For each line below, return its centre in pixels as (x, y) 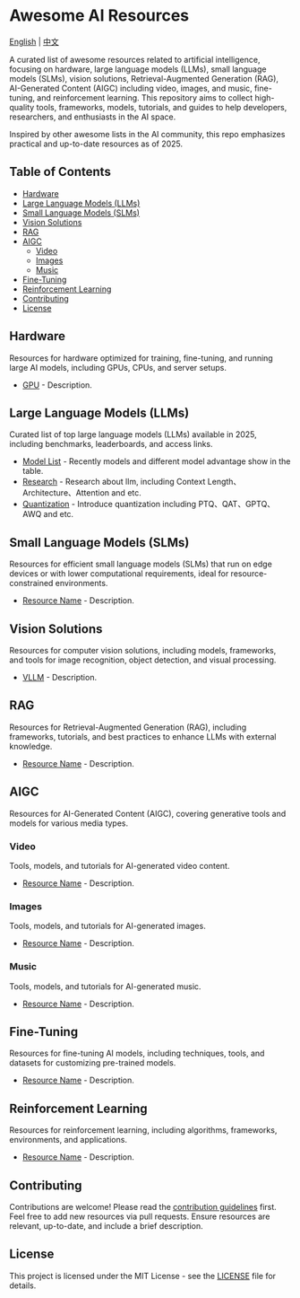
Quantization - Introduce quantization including (109, 504)
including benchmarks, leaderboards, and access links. (111, 444)
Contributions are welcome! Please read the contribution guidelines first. (143, 1206)
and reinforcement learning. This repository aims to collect (145, 97)
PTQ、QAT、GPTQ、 (237, 504)
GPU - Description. (57, 385)
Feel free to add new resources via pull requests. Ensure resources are (140, 1216)
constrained (31, 583)
